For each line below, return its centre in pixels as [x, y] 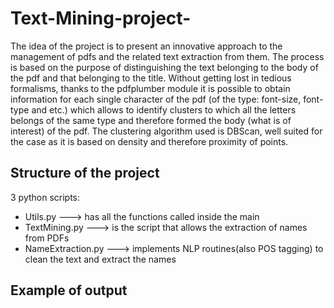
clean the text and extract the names [100, 259]
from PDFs [47, 238]
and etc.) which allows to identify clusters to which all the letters [164, 109]
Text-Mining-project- [101, 18]
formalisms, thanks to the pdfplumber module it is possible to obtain [150, 88]
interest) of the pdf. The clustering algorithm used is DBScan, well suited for [166, 131]
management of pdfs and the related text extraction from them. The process [167, 56]
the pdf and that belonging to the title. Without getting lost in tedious [151, 78]
